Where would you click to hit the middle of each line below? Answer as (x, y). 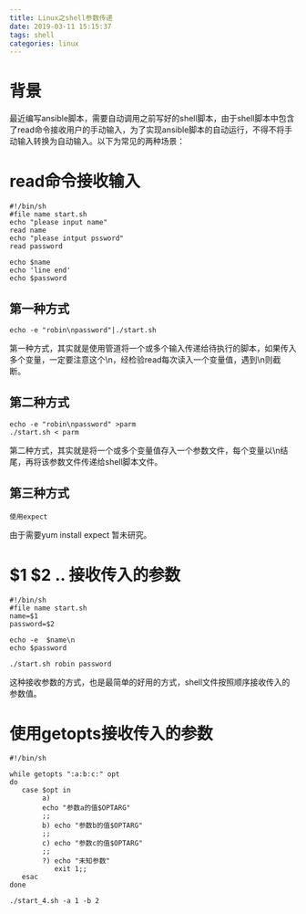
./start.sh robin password (61, 664)
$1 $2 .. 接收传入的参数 (95, 575)
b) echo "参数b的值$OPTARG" (92, 826)
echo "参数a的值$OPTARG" (87, 808)
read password (36, 247)
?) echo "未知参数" (76, 861)
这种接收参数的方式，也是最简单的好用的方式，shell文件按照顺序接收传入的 (150, 682)
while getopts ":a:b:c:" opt (65, 774)
